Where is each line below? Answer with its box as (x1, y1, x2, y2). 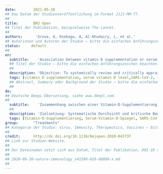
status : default (5, 43, 47, 48)
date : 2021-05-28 (5, 7, 55, 12)
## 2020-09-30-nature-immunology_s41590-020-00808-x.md (5, 156, 120, 161)
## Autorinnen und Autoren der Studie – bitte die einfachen (5, 39, 131, 44)
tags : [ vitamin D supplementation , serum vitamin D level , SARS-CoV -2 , (9, 75, 155, 80)
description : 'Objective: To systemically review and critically (9, 71, 145, 76)
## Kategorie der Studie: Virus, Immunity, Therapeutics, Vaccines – (5, 125, 149, 130)
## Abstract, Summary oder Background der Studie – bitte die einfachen (9, 79, 160, 84)
